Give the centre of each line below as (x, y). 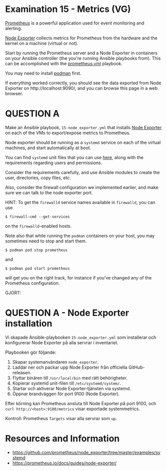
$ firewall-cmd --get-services (38, 217)
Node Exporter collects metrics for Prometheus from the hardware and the (81, 38)
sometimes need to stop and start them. (46, 241)
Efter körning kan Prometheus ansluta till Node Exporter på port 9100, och (81, 403)
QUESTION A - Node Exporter (67, 313)
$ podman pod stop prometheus (37, 250)
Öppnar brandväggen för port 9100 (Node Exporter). (66, 394)
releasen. (22, 372)
